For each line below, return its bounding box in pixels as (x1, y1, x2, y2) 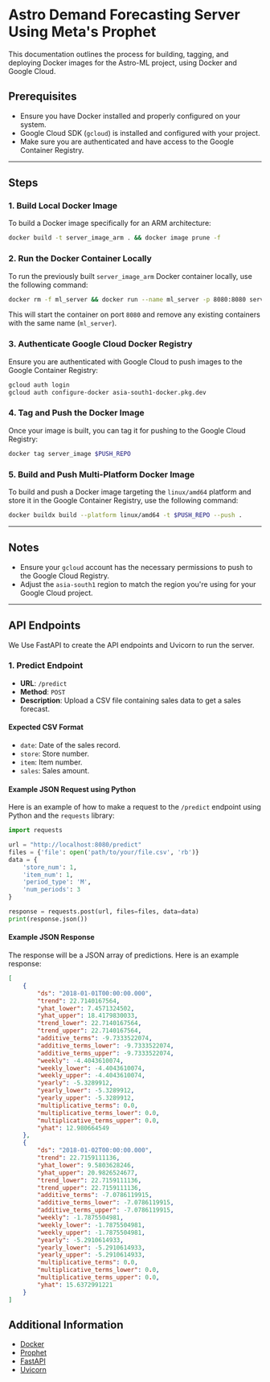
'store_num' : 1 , (22, 863, 78, 871)
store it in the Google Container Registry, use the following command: (8, 496, 239, 505)
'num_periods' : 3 (22, 886, 81, 894)
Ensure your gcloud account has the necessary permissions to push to (19, 562, 253, 572)
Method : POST (19, 687, 66, 696)
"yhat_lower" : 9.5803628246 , (37, 1161, 135, 1169)
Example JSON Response (8, 933, 95, 942)
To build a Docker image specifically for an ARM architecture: (8, 219, 211, 228)
